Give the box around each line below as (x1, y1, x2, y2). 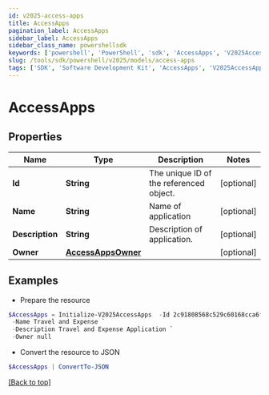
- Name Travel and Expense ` (11, 318, 106, 326)
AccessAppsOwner (65, 246, 142, 257)
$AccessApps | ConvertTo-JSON (8, 363, 110, 371)
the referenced (149, 177, 206, 188)
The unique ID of (149, 167, 212, 179)
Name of (149, 200, 182, 212)
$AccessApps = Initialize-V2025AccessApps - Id (8, 310, 171, 319)
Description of (149, 224, 203, 235)
